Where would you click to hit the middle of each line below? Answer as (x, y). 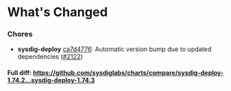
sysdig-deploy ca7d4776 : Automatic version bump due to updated (114, 49)
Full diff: (20, 73)
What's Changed (58, 12)
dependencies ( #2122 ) (50, 57)
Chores (20, 34)
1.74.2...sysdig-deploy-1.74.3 (51, 80)
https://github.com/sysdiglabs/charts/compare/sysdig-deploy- (128, 73)
